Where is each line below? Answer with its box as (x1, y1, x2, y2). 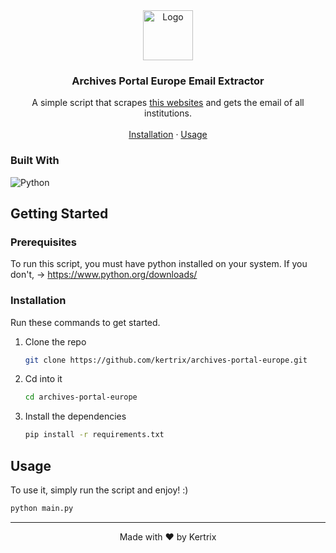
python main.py (10, 504, 74, 514)
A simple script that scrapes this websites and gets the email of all (31, 97, 305, 109)
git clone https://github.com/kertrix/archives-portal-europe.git (24, 355, 308, 365)
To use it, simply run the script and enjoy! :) (10, 484, 189, 496)
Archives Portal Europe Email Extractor (71, 74, 265, 88)
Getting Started (10, 205, 109, 222)
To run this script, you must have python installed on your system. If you (10, 258, 308, 270)
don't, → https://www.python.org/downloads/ (10, 269, 198, 281)
